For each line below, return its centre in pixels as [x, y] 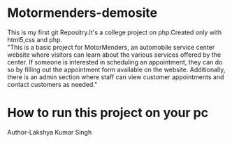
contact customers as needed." [52, 84]
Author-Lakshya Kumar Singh [50, 132]
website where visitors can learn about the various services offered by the [114, 55]
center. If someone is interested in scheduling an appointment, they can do [115, 62]
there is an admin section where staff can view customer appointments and [116, 77]
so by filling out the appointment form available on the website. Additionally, [116, 69]
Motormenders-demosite [82, 13]
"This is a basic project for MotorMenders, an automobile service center [111, 47]
